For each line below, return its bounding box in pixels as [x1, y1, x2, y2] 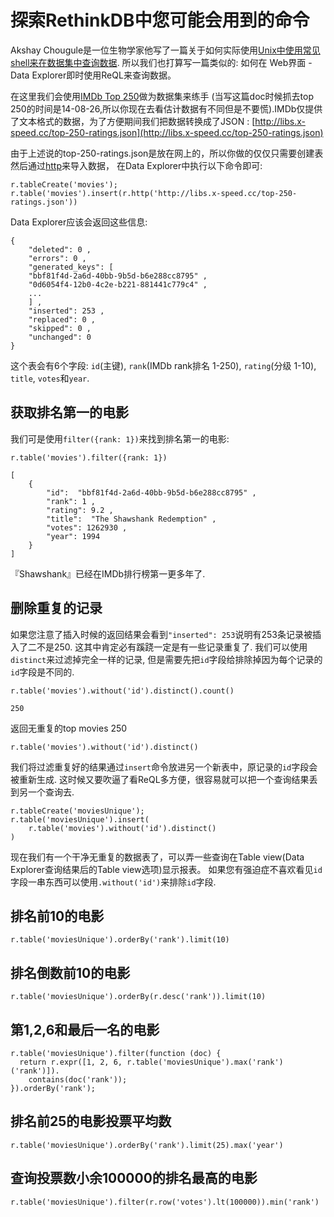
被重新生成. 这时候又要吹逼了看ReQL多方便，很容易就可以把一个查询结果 [10, 773, 310, 785]
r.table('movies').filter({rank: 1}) [10, 452, 168, 463]
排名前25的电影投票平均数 [10, 1113, 172, 1130]
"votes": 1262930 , [46, 522, 128, 533]
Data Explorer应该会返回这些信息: [10, 216, 148, 228]
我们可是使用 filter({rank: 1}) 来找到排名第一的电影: [10, 432, 230, 445]
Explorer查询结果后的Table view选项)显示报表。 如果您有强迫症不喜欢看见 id [10, 863, 323, 875]
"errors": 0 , [28, 253, 87, 263]
